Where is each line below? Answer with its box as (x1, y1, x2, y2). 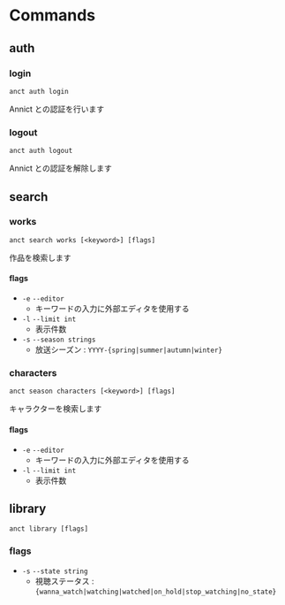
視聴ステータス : (34, 576, 94, 586)
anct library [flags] (9, 525, 89, 533)
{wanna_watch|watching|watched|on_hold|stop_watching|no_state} (34, 587, 277, 596)
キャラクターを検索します (9, 403, 102, 414)
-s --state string (21, 567, 88, 576)
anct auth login (9, 87, 69, 96)
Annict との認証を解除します (9, 163, 112, 173)
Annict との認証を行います (9, 103, 104, 114)
